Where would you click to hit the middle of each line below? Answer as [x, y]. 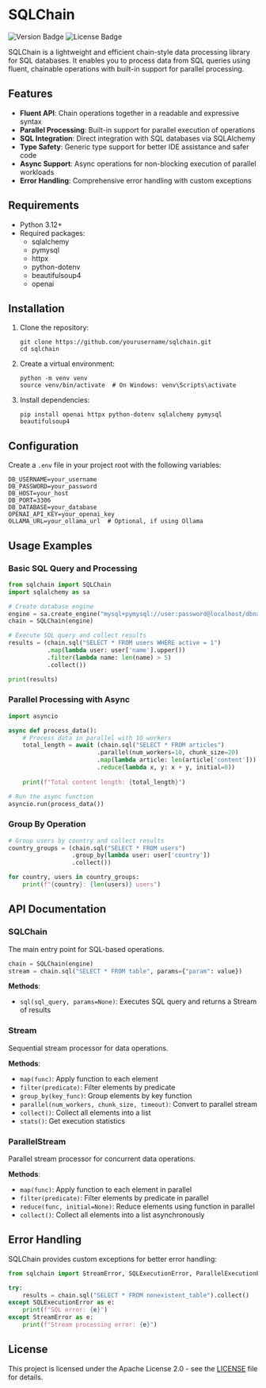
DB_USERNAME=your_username [53, 480]
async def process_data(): [53, 731]
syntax [30, 121]
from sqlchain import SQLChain [60, 584]
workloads [37, 172]
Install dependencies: [55, 400]
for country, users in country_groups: [74, 877]
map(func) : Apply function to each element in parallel [106, 1189]
